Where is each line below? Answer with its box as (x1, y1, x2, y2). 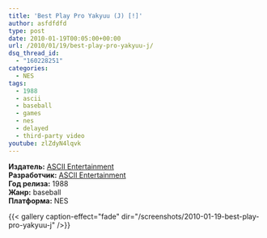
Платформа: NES (8, 195, 69, 206)
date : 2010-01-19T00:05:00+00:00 (8, 34, 121, 43)
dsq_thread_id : (8, 49, 60, 57)
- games (15, 110, 42, 118)
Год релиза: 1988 (8, 178, 69, 188)
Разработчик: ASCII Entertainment (8, 170, 127, 180)
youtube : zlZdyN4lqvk (8, 139, 82, 148)
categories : (8, 65, 49, 73)
